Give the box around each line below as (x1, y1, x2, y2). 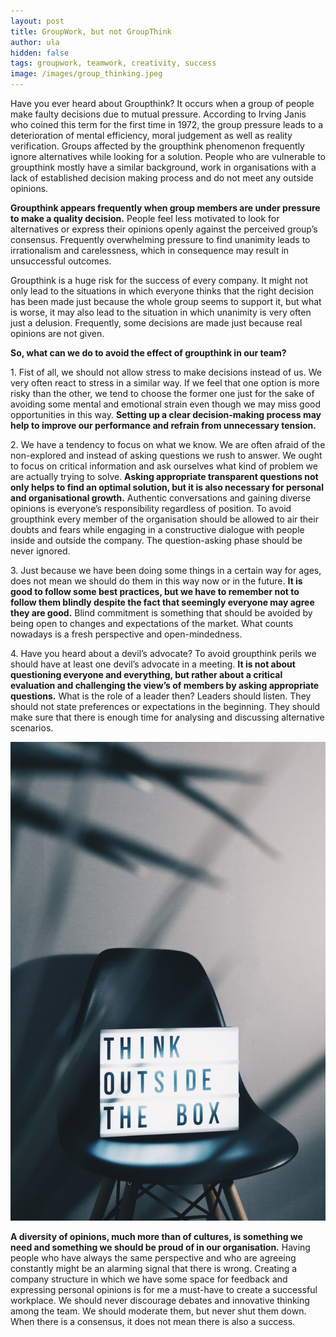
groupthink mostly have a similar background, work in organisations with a (10, 161, 317, 173)
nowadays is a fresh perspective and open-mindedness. (10, 628, 243, 640)
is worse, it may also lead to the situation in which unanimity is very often (10, 306, 312, 318)
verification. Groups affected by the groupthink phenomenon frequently (10, 140, 305, 152)
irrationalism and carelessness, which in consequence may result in (10, 245, 290, 256)
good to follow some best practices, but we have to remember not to (10, 586, 300, 597)
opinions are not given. (10, 328, 105, 339)
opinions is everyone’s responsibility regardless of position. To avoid (10, 503, 292, 514)
